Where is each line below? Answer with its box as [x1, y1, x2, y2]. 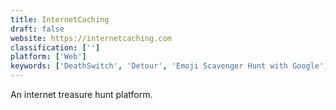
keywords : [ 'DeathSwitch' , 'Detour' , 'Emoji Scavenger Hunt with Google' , [10, 61, 329, 71]
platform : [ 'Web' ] [10, 52, 87, 62]
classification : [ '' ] [10, 42, 101, 53]
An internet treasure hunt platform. [10, 89, 153, 100]
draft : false [10, 24, 65, 34]
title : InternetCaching [10, 14, 110, 25]
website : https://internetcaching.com [10, 33, 172, 43]
